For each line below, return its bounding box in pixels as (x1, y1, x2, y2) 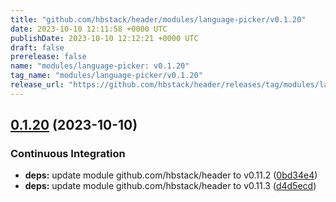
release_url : (10, 80, 65, 90)
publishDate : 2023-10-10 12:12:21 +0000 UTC (10, 33, 199, 43)
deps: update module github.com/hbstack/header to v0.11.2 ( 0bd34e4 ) (24, 169, 318, 181)
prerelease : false (10, 52, 87, 62)
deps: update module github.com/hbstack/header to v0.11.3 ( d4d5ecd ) (24, 180, 317, 192)
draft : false (10, 42, 65, 53)
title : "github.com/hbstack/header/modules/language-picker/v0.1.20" (10, 14, 307, 25)
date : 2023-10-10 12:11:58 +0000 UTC (10, 24, 168, 34)
